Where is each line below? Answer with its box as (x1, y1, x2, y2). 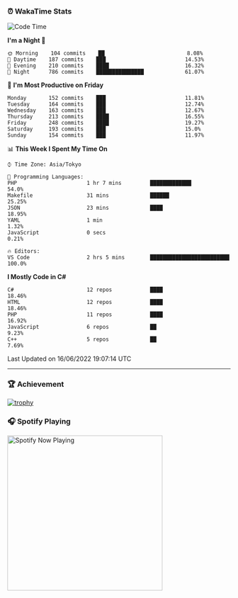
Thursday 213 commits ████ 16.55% (7, 113, 204, 120)
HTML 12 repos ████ (7, 299, 163, 306)
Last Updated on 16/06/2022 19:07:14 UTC (7, 354, 132, 363)
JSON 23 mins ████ (7, 205, 163, 212)
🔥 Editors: (7, 248, 40, 255)
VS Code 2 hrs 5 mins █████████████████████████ (7, 254, 230, 261)
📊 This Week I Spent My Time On (7, 145, 108, 153)
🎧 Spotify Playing (7, 416, 71, 426)
